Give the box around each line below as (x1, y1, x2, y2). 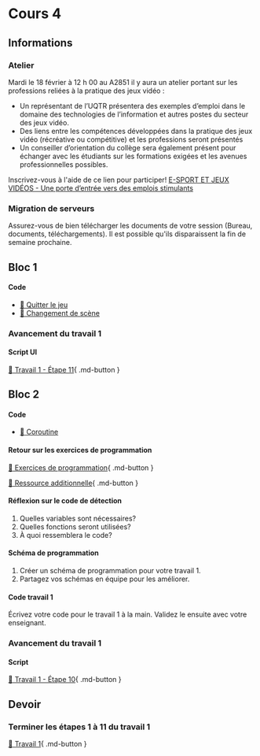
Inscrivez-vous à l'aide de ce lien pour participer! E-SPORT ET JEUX (8, 175, 229, 184)
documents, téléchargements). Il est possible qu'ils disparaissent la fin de (8, 229, 246, 239)
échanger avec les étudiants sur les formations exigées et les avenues (19, 151, 247, 161)
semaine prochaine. (8, 238, 72, 247)
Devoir (8, 698, 42, 711)
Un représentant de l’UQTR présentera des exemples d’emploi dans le (19, 101, 246, 110)
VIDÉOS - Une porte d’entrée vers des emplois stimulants (8, 183, 194, 193)
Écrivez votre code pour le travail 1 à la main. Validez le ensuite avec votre (8, 610, 247, 619)
